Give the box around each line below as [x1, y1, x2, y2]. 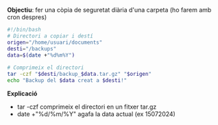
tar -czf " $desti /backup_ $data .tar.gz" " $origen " [7, 71, 152, 78]
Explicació [7, 89, 38, 98]
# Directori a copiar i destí [7, 32, 94, 40]
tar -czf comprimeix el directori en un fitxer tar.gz [16, 102, 157, 111]
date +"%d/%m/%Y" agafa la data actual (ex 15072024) [16, 109, 176, 118]
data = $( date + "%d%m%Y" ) [7, 51, 75, 59]
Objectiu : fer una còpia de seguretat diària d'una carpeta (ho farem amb [7, 6, 212, 14]
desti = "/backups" [7, 45, 57, 52]
